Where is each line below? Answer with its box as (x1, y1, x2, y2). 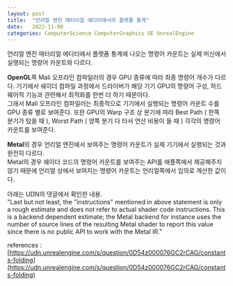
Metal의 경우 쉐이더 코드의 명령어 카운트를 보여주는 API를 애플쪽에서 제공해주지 (7, 158, 223, 166)
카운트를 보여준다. (7, 126, 56, 134)
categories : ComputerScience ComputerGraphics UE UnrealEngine (7, 29, 195, 37)
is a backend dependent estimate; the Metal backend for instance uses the (7, 213, 222, 221)
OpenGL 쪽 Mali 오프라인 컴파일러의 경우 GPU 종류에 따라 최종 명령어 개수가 (7, 73, 214, 82)
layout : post (7, 10, 45, 17)
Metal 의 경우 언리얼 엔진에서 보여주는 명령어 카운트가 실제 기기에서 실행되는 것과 (7, 140, 226, 149)
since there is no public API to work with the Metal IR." (7, 227, 162, 236)
